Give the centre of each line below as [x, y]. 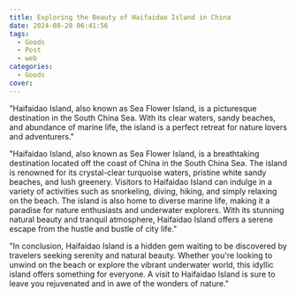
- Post [29, 50]
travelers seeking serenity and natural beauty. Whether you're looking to [141, 255]
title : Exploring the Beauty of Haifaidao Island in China [120, 17]
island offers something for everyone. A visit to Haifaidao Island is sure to [142, 274]
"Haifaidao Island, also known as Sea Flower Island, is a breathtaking [134, 153]
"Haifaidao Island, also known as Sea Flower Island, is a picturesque [133, 108]
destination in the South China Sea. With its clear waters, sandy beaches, [142, 118]
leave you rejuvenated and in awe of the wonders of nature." [119, 283]
